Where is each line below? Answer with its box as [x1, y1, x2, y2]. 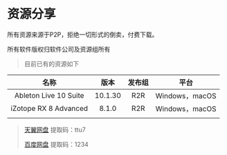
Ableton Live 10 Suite [14, 90, 84, 100]
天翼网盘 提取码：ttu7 [24, 125, 87, 134]
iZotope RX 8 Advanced [10, 103, 89, 113]
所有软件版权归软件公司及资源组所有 [7, 45, 111, 53]
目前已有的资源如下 [24, 59, 80, 68]
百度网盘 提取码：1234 [24, 140, 89, 148]
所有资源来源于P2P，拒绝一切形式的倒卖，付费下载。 [7, 30, 158, 39]
